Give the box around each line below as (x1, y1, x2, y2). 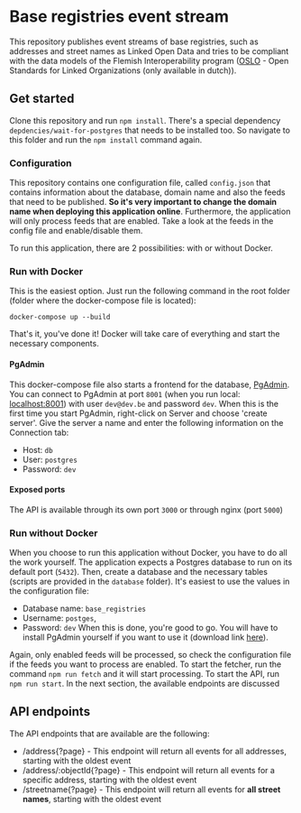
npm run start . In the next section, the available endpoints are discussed (9, 679, 280, 689)
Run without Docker (9, 526, 98, 539)
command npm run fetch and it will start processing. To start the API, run (9, 669, 280, 679)
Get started (9, 91, 75, 106)
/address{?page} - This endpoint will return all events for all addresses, (22, 745, 287, 756)
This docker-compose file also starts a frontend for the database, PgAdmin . (9, 379, 290, 390)
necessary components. (9, 338, 99, 349)
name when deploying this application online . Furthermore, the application (9, 206, 291, 217)
